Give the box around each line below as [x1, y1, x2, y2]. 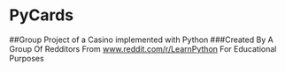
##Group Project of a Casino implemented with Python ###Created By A [9, 34, 274, 45]
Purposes [9, 53, 44, 63]
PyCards [9, 5, 74, 25]
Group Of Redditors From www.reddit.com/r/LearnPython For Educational [9, 43, 277, 54]
